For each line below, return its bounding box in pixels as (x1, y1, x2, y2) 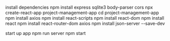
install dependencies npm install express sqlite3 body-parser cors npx (5, 5, 153, 10)
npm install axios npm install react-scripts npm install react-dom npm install (5, 15, 164, 21)
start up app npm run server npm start (5, 30, 86, 36)
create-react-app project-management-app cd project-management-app (5, 10, 159, 16)
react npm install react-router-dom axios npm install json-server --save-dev (5, 20, 165, 26)
